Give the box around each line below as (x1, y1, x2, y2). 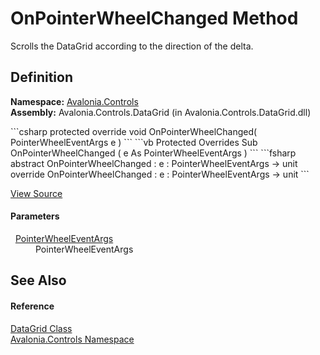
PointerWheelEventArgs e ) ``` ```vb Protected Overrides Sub (10, 136, 258, 148)
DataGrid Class (10, 322, 73, 334)
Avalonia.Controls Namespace (10, 333, 135, 345)
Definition (10, 69, 73, 86)
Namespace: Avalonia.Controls (10, 95, 139, 107)
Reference (10, 300, 55, 312)
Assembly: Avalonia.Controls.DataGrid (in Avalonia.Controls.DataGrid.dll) (10, 106, 312, 118)
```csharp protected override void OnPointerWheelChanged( (10, 125, 258, 137)
